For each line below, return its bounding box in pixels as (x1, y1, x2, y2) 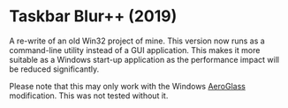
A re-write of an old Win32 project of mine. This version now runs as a (9, 35, 265, 46)
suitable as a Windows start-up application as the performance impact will (9, 54, 280, 65)
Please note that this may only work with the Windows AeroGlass (9, 81, 246, 91)
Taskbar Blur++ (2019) (9, 6, 178, 27)
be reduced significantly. (9, 64, 100, 74)
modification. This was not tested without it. (9, 90, 169, 101)
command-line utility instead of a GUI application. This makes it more (9, 44, 261, 55)
